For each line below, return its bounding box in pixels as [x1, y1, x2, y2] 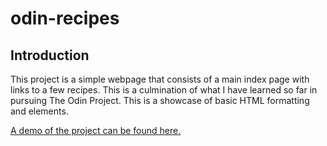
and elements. [10, 105, 69, 117]
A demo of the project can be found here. [10, 125, 182, 136]
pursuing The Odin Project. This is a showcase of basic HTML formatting [10, 95, 310, 106]
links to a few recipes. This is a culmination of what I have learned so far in [10, 84, 318, 96]
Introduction [10, 47, 90, 64]
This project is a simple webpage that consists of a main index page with [10, 73, 310, 85]
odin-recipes [10, 7, 120, 30]
